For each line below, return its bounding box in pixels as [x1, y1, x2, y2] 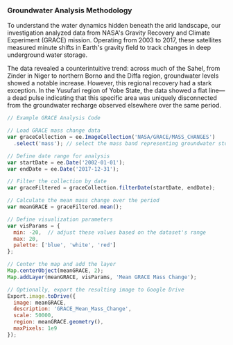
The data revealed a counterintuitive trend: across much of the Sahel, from [7, 65, 221, 73]
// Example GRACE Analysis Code [7, 115, 101, 121]
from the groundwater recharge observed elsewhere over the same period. [7, 101, 222, 110]
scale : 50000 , [13, 312, 54, 319]
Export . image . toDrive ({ [7, 292, 76, 300]
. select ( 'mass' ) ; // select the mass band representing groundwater [13, 140, 216, 147]
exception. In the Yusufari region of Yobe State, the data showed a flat [7, 86, 208, 95]
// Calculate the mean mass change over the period [7, 197, 159, 204]
